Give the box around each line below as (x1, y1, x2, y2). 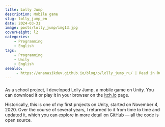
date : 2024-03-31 (5, 21, 41, 26)
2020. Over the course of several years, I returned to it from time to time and (5, 106, 160, 112)
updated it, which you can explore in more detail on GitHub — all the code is (5, 112, 159, 118)
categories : (5, 35, 29, 40)
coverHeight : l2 (5, 30, 38, 35)
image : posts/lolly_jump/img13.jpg (5, 25, 78, 30)
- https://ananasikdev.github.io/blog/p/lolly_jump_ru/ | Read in (16, 71, 155, 76)
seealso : (5, 66, 23, 71)
